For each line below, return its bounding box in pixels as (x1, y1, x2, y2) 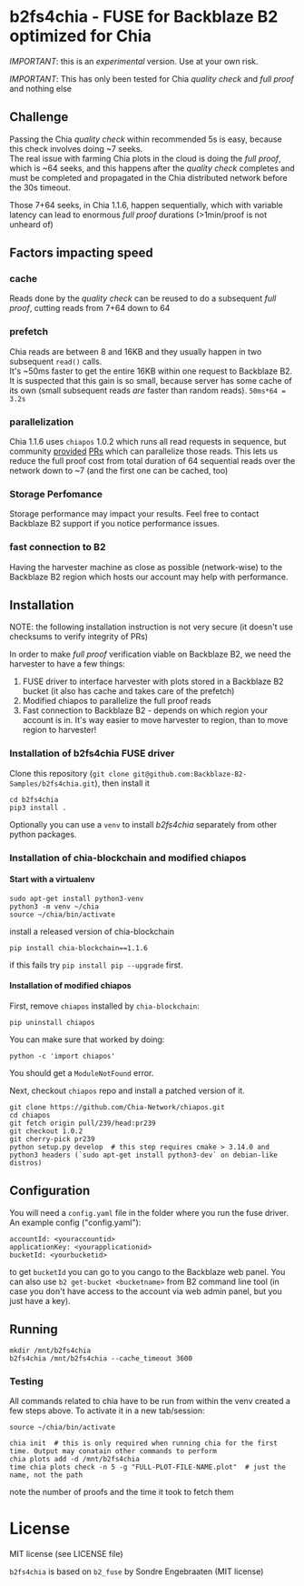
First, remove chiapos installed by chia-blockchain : (9, 1000, 200, 1011)
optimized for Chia (9, 25, 152, 46)
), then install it (94, 778, 150, 788)
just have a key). (9, 1295, 71, 1306)
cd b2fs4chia (9, 795, 59, 804)
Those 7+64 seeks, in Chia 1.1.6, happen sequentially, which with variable (9, 199, 283, 210)
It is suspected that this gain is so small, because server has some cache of (9, 375, 292, 386)
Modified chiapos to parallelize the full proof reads (22, 696, 211, 707)
